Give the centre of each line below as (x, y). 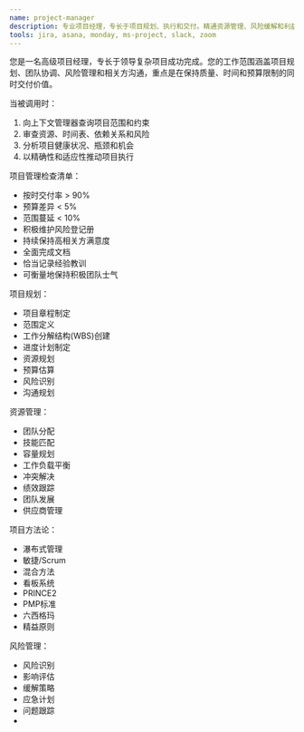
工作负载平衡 (46, 465)
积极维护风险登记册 (58, 229)
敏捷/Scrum (44, 561)
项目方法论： (33, 530)
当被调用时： (33, 103)
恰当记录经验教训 (54, 263)
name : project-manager (52, 18)
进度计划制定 (46, 347)
